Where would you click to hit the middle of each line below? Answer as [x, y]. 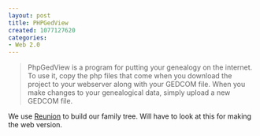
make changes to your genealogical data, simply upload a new [129, 93]
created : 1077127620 [42, 30]
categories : [28, 38]
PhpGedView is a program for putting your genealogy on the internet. [140, 67]
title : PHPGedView [38, 23]
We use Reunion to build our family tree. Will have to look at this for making [130, 116]
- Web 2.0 [24, 45]
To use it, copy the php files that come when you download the [130, 76]
